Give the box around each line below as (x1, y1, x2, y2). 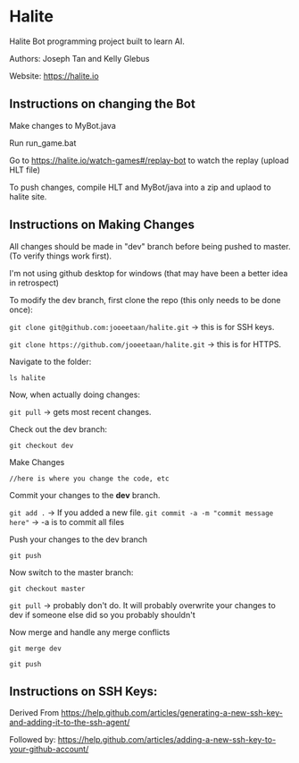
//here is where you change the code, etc (9, 474, 170, 483)
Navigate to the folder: (9, 356, 92, 367)
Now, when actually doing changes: (9, 389, 141, 400)
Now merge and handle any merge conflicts (9, 626, 170, 637)
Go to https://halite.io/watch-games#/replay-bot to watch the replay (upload (9, 155, 289, 165)
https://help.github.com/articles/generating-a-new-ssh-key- (61, 708, 283, 718)
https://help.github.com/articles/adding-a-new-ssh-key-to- (57, 734, 277, 745)
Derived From (9, 708, 60, 718)
